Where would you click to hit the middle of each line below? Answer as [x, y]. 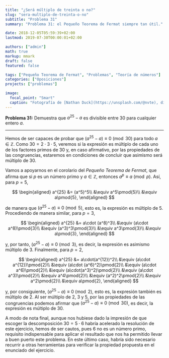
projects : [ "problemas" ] [31, 84]
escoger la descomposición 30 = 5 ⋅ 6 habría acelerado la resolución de [80, 324]
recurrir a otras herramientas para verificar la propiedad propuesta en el [80, 345]
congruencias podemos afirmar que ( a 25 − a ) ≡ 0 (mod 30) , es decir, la [79, 303]
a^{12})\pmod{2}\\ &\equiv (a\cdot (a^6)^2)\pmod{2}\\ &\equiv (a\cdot [84, 265]
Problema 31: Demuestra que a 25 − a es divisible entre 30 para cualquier [81, 117]
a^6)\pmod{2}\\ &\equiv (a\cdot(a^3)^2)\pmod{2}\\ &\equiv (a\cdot [84, 270]
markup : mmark [20, 56]
